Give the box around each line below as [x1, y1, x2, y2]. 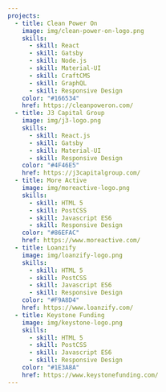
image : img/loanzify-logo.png [22, 251, 123, 259]
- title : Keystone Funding [14, 311, 105, 319]
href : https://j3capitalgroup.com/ [22, 169, 141, 177]
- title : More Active [14, 176, 87, 185]
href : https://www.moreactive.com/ [22, 237, 141, 245]
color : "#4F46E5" [22, 162, 80, 170]
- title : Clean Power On [14, 19, 98, 27]
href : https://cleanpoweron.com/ [22, 101, 134, 109]
